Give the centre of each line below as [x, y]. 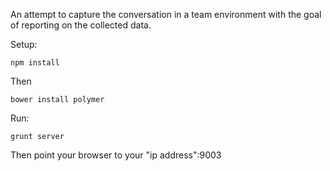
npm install [35, 63]
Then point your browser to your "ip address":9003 [116, 155]
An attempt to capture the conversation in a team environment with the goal [166, 14]
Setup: [24, 44]
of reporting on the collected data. [81, 25]
